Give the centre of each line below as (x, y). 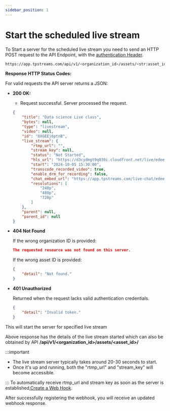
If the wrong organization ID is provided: (54, 241)
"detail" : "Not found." (47, 274)
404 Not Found (29, 231)
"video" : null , (38, 131)
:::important (17, 352)
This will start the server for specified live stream (56, 327)
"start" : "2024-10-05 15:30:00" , (66, 165)
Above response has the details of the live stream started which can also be (84, 337)
